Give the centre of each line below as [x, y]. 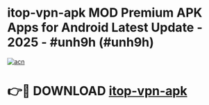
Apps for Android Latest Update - [105, 27]
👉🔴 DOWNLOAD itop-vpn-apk [97, 91]
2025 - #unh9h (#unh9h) [81, 42]
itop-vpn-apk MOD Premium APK [105, 13]
